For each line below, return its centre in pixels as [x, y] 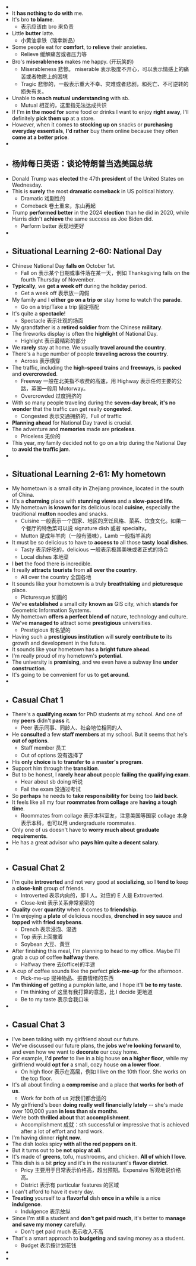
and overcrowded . [35, 374]
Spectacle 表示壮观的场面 [52, 320]
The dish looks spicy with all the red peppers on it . [74, 1144]
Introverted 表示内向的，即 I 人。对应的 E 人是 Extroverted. [92, 896]
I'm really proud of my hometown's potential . [67, 656]
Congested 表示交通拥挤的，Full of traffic [71, 416]
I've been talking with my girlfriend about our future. [75, 1039]
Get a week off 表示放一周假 [55, 293]
